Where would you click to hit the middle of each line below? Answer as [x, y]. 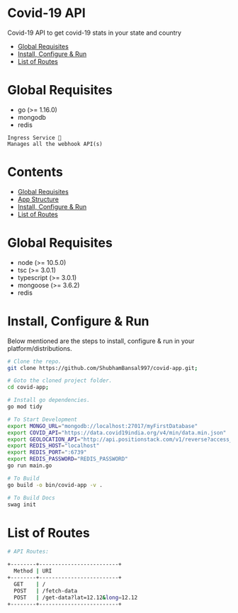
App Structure [38, 199]
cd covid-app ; [28, 388]
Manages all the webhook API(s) [55, 144]
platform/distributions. [40, 348]
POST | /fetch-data [46, 591]
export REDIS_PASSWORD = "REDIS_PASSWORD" [68, 459]
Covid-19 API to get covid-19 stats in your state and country [95, 33]
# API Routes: [28, 552]
